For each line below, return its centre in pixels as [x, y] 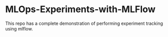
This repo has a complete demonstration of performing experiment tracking [84, 23]
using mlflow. [19, 28]
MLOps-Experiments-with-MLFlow [80, 9]
